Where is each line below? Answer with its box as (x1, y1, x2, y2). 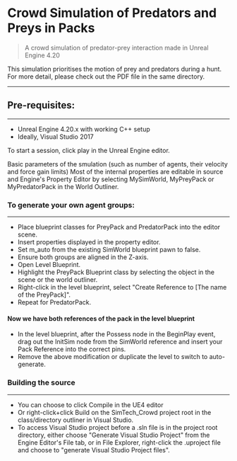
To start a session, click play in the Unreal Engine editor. (7, 146, 171, 154)
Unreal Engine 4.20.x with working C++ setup (17, 125, 150, 133)
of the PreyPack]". (17, 290, 71, 299)
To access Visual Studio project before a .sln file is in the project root (17, 423, 218, 431)
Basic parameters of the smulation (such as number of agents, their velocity (7, 159, 228, 168)
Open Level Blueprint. (17, 261, 81, 269)
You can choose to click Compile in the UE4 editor (17, 400, 164, 409)
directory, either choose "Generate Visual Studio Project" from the (17, 431, 210, 439)
